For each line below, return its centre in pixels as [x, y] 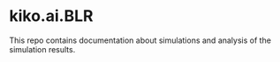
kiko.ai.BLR [51, 16]
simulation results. [42, 49]
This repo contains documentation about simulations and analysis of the [140, 40]
